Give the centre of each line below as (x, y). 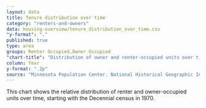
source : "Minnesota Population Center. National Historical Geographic (100, 74)
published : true (27, 40)
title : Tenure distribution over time (56, 18)
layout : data (23, 12)
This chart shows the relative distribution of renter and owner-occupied (97, 92)
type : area (20, 46)
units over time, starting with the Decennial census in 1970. (81, 98)
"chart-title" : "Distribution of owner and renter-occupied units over (100, 57)
